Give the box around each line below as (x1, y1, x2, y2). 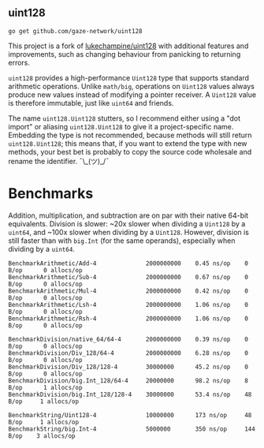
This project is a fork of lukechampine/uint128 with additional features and (8, 41, 249, 50)
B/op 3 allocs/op (8, 431, 76, 440)
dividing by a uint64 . (8, 244, 75, 253)
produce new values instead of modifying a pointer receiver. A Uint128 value (8, 90, 257, 99)
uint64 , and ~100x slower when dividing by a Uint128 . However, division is (8, 227, 250, 237)
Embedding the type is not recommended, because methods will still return (8, 130, 252, 140)
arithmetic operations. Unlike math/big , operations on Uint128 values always (8, 81, 255, 91)
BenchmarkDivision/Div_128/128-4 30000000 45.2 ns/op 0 (8, 363, 248, 371)
